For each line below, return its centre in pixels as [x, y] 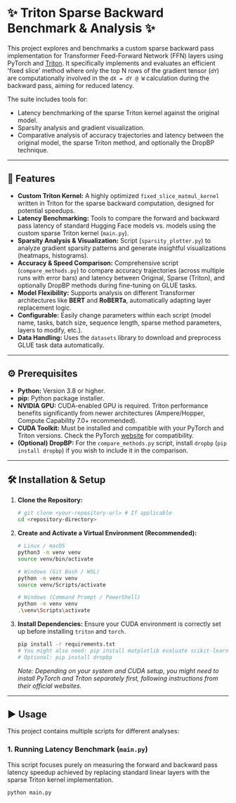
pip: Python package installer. [61, 398]
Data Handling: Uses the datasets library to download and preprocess [119, 337]
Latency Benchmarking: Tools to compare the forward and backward [118, 218]
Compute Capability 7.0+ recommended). [77, 420]
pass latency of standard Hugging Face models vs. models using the [117, 226]
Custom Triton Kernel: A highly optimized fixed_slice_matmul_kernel [118, 195]
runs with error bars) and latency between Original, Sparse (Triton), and [121, 278]
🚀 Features [31, 179]
